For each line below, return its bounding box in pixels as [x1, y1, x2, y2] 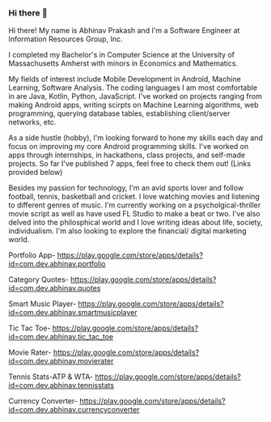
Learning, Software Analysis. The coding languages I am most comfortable [8, 83, 257, 92]
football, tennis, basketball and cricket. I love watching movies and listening [8, 192, 260, 202]
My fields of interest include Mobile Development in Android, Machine [8, 75, 241, 84]
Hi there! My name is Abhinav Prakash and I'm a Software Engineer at [8, 26, 240, 36]
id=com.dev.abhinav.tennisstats [8, 381, 115, 390]
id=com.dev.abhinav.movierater [8, 356, 114, 366]
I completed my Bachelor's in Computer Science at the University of [8, 50, 235, 60]
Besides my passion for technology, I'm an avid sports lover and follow [8, 183, 244, 193]
